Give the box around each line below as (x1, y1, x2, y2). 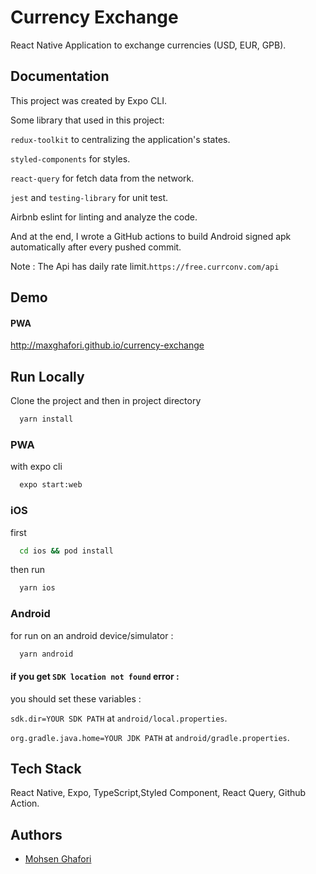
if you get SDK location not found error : (10, 671, 180, 683)
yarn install (19, 414, 74, 425)
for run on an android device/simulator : (10, 629, 174, 641)
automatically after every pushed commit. (10, 241, 182, 253)
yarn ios (19, 583, 56, 593)
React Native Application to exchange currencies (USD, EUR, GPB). (10, 39, 287, 51)
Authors (10, 826, 63, 843)
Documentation (10, 68, 110, 85)
